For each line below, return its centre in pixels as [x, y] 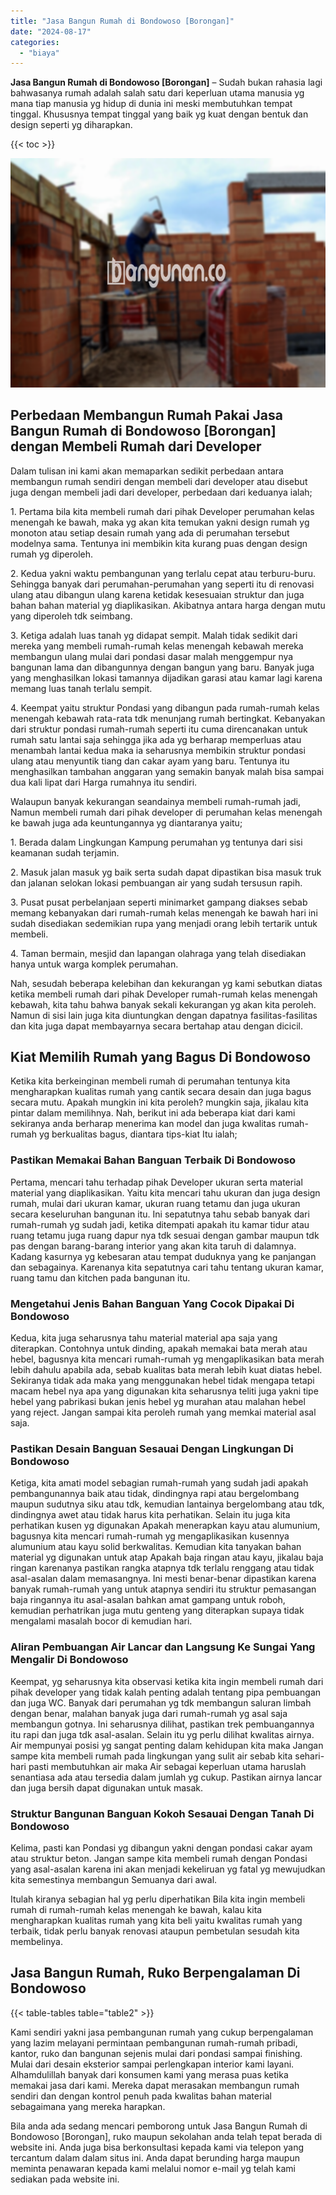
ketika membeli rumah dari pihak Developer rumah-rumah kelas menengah [164, 994]
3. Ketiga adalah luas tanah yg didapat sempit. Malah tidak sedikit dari [154, 635]
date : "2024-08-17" [51, 31]
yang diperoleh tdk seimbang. [71, 616]
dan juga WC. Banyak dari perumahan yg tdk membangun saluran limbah [161, 1702]
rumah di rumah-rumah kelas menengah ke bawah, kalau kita [136, 1909]
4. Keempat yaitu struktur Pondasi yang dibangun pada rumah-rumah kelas [165, 707]
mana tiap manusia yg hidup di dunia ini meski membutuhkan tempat [151, 104]
